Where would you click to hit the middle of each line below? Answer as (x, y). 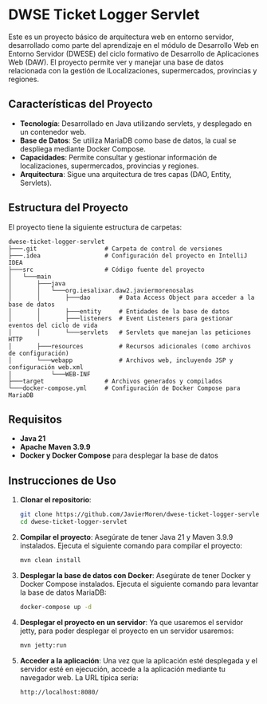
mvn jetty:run (43, 645)
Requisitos (35, 419)
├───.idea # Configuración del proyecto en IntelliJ (128, 256)
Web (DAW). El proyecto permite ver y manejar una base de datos (116, 62)
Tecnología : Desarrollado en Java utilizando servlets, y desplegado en (136, 123)
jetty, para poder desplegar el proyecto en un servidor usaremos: (127, 631)
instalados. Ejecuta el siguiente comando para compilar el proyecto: (131, 545)
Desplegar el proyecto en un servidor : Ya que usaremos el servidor (132, 622)
